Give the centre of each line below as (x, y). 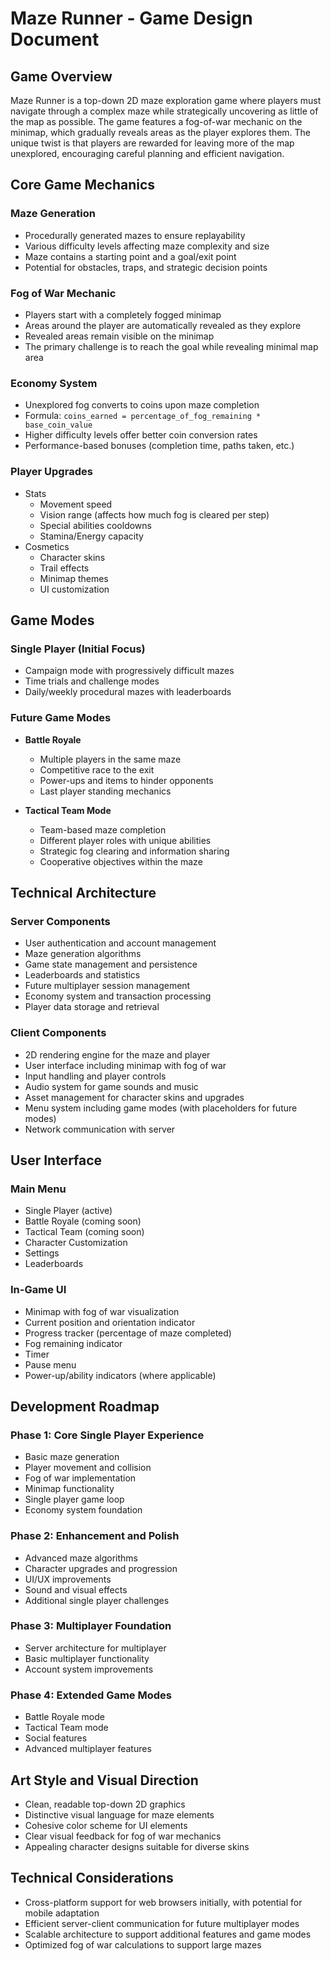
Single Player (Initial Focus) (78, 649)
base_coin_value (58, 425)
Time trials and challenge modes (92, 681)
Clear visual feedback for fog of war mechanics (123, 1836)
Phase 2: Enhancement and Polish (95, 1536)
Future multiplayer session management (107, 986)
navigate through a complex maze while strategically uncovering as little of (164, 111)
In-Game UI (38, 1290)
